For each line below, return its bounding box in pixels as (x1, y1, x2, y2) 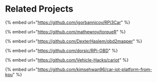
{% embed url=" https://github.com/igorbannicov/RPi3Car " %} (5, 19, 131, 25)
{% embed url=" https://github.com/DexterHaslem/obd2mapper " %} (5, 38, 142, 44)
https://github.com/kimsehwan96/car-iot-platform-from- (37, 66, 152, 72)
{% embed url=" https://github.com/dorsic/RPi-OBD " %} (5, 48, 118, 53)
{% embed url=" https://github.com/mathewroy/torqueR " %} (5, 29, 126, 34)
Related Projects (5, 3, 74, 15)
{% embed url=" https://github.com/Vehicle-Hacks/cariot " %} (5, 57, 129, 63)
